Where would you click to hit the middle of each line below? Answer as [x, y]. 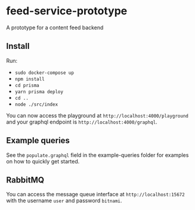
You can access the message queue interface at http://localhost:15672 [95, 194]
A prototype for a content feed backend [55, 27]
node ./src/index [36, 104]
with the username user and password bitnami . [64, 200]
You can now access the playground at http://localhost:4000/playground [97, 115]
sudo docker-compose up [44, 73]
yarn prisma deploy [39, 92]
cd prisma [27, 85]
